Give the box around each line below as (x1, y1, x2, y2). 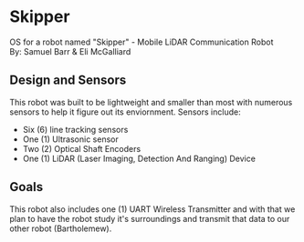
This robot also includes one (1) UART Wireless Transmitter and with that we (9, 203, 296, 215)
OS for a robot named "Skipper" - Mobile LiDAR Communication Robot (9, 36, 274, 47)
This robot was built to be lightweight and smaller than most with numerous (9, 96, 293, 107)
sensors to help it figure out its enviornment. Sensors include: (9, 106, 241, 117)
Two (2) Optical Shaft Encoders (22, 143, 142, 154)
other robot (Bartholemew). (9, 223, 112, 234)
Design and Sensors (9, 73, 127, 88)
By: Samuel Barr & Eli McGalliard (9, 45, 131, 56)
